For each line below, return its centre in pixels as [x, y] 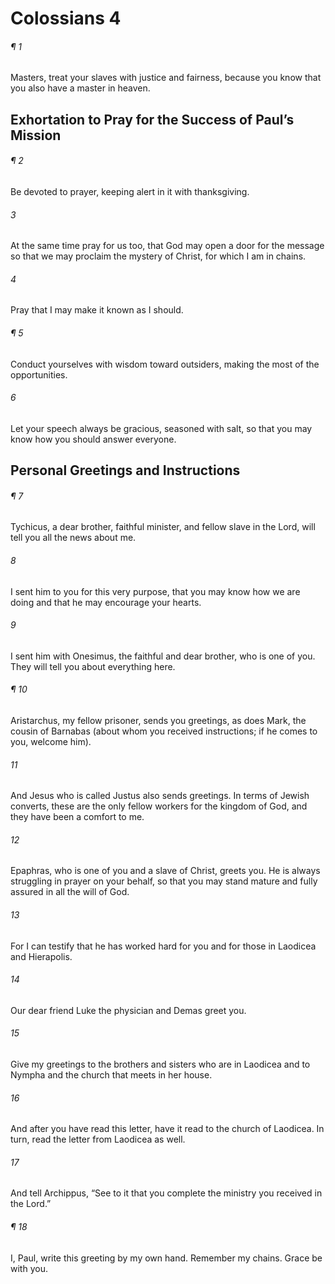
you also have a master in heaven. [80, 88]
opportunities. [39, 374]
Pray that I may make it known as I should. [97, 310]
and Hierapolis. [41, 956]
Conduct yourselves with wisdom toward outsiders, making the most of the [165, 364]
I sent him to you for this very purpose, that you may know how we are [155, 591]
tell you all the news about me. [73, 538]
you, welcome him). [51, 741]
